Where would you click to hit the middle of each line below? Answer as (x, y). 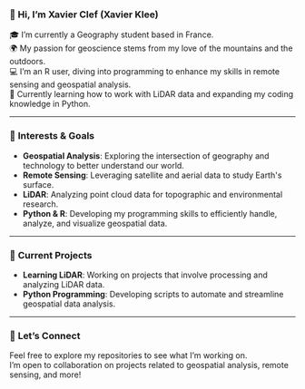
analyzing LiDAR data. (64, 284)
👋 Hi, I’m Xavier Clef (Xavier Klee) (84, 15)
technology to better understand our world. (103, 165)
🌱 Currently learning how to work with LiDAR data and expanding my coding (152, 94)
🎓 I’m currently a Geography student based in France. (112, 34)
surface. (38, 184)
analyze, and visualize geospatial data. (95, 223)
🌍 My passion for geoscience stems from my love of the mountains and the (151, 48)
